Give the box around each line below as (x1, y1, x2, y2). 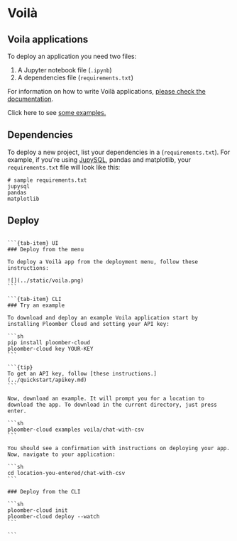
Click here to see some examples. (7, 109, 106, 116)
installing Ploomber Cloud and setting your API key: (7, 320, 170, 327)
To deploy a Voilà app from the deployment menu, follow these (7, 258, 199, 266)
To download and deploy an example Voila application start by (7, 314, 199, 321)
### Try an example (7, 302, 65, 309)
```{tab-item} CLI (7, 295, 62, 302)
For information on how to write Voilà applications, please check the (7, 87, 206, 95)
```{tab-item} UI (7, 239, 59, 246)
